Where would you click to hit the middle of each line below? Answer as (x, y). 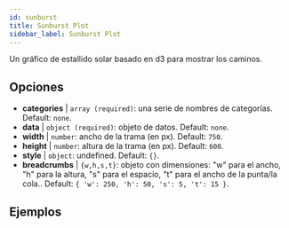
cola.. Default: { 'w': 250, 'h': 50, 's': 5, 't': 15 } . (125, 184)
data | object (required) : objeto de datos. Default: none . (125, 127)
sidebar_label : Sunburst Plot (65, 34)
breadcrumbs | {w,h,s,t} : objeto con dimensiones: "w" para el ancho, (152, 165)
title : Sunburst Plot (49, 26)
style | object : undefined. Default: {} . (91, 155)
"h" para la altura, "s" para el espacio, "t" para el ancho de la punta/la (149, 175)
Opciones (36, 86)
